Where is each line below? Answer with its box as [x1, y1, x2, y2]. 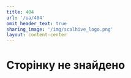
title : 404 [6, 9, 34, 15]
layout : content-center [6, 32, 67, 38]
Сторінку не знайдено [6, 58, 125, 72]
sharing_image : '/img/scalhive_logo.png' [6, 26, 114, 33]
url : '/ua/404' [6, 15, 45, 21]
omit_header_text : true [6, 20, 67, 26]
